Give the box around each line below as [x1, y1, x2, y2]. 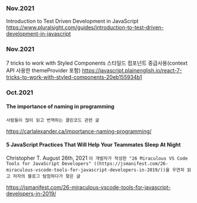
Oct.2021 [6, 88, 34, 96]
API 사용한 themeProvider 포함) [6, 66, 81, 74]
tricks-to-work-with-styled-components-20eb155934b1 [6, 73, 142, 81]
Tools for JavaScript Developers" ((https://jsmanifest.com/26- [6, 160, 169, 167]
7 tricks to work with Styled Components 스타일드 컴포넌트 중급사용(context [6, 59, 188, 66]
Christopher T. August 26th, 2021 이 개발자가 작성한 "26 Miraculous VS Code [6, 154, 188, 161]
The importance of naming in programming [6, 103, 115, 110]
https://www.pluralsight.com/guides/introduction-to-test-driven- [6, 24, 164, 31]
